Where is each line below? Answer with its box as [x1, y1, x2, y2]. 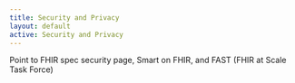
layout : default [9, 22, 71, 31]
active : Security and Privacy [9, 30, 124, 39]
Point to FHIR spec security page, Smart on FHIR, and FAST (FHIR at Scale [9, 55, 287, 66]
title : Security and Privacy [9, 13, 120, 23]
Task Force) [9, 64, 54, 75]
